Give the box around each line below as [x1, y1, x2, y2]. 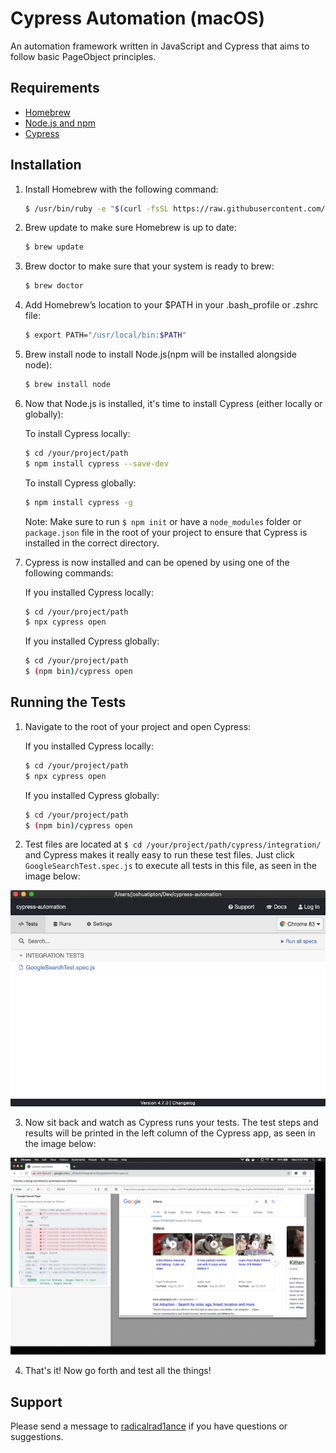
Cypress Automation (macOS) [10, 7, 265, 30]
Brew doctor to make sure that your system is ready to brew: [24, 260, 275, 272]
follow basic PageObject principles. [10, 50, 157, 62]
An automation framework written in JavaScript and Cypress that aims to [10, 40, 310, 52]
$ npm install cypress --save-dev [24, 458, 169, 469]
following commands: [24, 567, 114, 579]
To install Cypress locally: [24, 427, 131, 439]
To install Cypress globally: [24, 477, 137, 489]
